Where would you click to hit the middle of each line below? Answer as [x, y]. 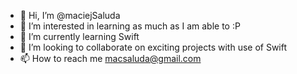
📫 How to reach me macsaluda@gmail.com [110, 58]
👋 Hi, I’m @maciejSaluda [70, 15]
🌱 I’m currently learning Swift [79, 36]
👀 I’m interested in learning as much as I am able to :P [130, 26]
